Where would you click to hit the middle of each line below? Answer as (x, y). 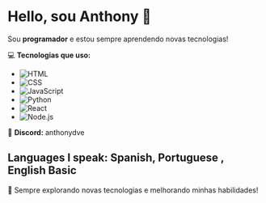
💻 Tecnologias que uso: (49, 55)
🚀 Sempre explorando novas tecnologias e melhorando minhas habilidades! (133, 190)
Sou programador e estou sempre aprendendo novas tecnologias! (118, 39)
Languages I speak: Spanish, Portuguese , (116, 158)
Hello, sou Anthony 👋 (80, 17)
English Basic (42, 170)
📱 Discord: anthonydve (46, 132)
